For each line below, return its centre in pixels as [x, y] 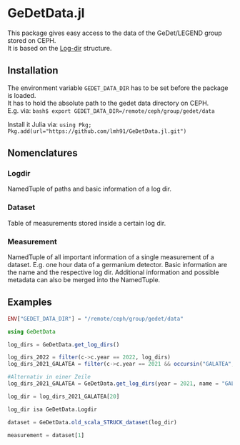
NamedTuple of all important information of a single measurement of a [111, 257]
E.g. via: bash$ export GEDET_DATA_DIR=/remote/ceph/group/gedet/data [111, 110]
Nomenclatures [42, 153]
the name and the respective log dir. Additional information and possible [113, 272]
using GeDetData [31, 331]
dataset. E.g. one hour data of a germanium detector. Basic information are [117, 265]
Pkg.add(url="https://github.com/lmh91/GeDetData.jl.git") [97, 131]
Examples [30, 302]
